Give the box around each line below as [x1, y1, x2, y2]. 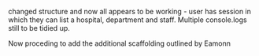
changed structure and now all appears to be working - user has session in [8, 7, 252, 16]
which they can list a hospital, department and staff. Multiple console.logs [8, 15, 247, 24]
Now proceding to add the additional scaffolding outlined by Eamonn [8, 39, 231, 48]
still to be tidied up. [8, 24, 71, 32]
